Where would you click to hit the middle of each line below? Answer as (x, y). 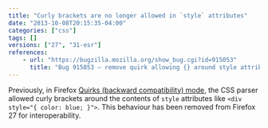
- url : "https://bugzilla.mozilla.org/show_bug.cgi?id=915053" (130, 60)
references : (28, 52)
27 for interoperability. (45, 115)
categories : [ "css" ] (43, 30)
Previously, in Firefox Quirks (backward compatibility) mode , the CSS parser (133, 90)
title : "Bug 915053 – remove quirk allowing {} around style (133, 68)
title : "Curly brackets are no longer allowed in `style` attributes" (128, 16)
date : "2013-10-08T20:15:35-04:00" (67, 23)
